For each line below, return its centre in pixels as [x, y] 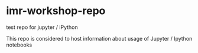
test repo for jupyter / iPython [42, 27]
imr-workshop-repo [56, 11]
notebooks [19, 45]
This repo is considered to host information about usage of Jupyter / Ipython [99, 38]
